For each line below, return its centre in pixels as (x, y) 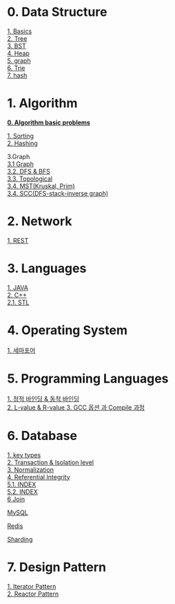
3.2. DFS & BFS (29, 171)
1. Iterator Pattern (32, 586)
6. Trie (16, 68)
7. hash (17, 75)
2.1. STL (18, 302)
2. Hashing (22, 143)
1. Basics (20, 31)
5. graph (19, 60)
